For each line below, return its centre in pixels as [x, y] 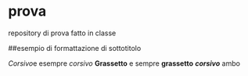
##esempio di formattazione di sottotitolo [75, 48]
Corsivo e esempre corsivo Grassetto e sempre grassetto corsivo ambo [124, 63]
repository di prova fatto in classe [62, 33]
